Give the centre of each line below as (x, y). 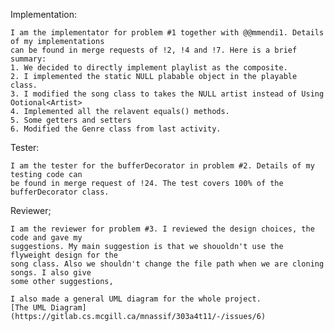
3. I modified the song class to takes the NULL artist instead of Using (167, 94)
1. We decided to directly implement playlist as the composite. (149, 68)
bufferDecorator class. (60, 192)
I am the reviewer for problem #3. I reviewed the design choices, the (162, 229)
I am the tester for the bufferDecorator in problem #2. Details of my (162, 166)
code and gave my (46, 238)
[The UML (28, 308)
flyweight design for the (64, 255)
